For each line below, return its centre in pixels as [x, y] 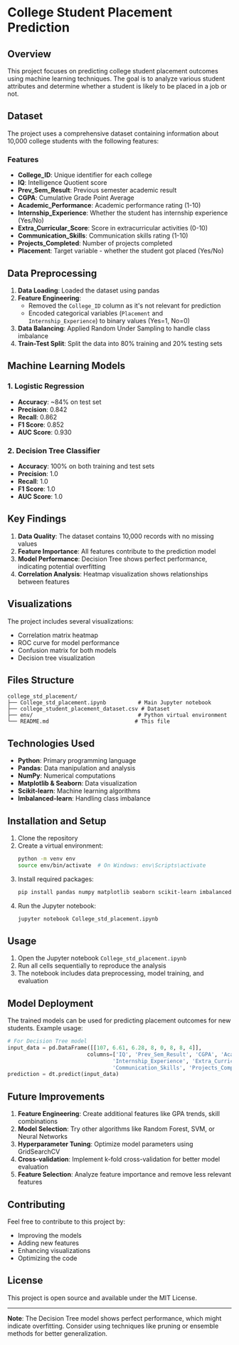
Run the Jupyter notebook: [57, 905]
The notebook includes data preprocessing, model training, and [111, 973]
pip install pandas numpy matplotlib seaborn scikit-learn [107, 892]
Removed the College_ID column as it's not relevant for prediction [124, 305]
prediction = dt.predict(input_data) [63, 1075]
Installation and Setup [57, 821]
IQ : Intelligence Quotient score [62, 183]
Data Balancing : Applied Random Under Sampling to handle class [114, 328]
